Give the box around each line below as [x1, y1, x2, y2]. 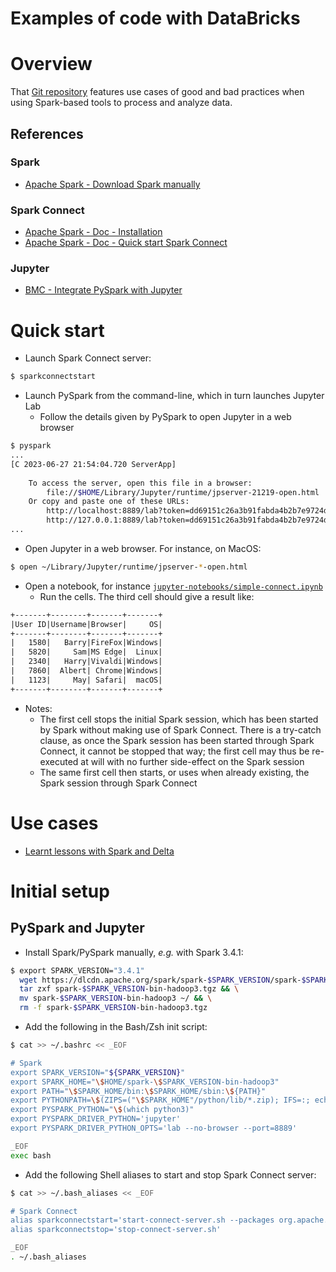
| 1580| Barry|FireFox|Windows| [10, 638, 163, 648]
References [10, 125, 84, 142]
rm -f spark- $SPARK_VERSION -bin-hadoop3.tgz [19, 1003, 208, 1013]
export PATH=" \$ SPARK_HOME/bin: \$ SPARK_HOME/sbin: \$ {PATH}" [10, 1086, 267, 1096]
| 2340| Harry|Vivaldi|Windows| [10, 657, 163, 667]
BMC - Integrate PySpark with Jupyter [24, 284, 183, 296]
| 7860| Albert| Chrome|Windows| [10, 666, 163, 676]
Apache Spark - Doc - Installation [24, 226, 163, 238]
